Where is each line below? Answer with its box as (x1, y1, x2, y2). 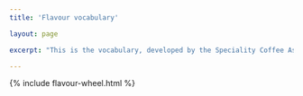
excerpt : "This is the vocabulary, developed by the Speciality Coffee (9, 46, 284, 55)
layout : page (9, 29, 59, 39)
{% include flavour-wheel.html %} (9, 78, 135, 89)
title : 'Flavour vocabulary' (9, 13, 119, 22)
